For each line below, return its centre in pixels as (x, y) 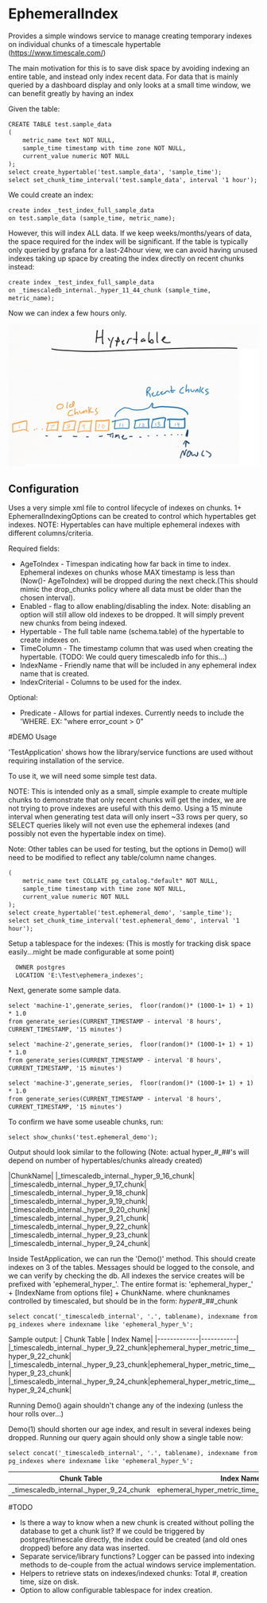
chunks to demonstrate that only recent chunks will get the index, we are (127, 800)
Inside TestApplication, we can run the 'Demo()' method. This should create (132, 1259)
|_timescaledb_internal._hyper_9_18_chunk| (78, 1193)
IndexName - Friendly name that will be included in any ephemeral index (138, 665)
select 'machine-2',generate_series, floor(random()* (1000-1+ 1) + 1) (131, 1045)
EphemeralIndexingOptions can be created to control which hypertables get (132, 517)
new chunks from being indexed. (74, 623)
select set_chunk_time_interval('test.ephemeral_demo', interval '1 (124, 921)
